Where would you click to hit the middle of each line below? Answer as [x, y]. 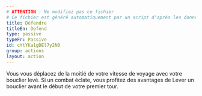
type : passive [24, 34]
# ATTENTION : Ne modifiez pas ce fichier [60, 12]
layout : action [25, 56]
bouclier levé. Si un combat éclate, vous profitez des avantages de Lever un [100, 80]
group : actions [25, 51]
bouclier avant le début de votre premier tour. [62, 86]
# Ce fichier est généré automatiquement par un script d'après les [94, 17]
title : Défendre [26, 23]
